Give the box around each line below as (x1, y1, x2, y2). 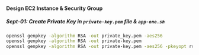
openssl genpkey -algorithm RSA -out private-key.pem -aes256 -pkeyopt (6, 44, 187, 50)
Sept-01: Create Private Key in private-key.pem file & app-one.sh (6, 18, 165, 25)
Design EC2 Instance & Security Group (6, 5, 103, 12)
